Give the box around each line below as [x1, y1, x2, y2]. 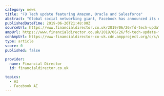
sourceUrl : [5, 25, 27, 30]
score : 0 [5, 43, 23, 48]
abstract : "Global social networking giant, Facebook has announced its [5, 16, 156, 21]
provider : [5, 57, 25, 61]
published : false [5, 48, 41, 53]
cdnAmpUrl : [5, 35, 27, 39]
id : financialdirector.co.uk [9, 66, 69, 71]
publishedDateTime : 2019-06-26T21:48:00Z [5, 20, 91, 26]
